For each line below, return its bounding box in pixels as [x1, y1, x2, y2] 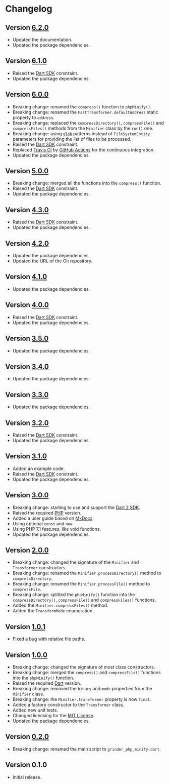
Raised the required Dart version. [12, 680, 82, 686]
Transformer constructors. [12, 565, 67, 571]
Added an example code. [12, 465, 65, 472]
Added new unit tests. [12, 707, 59, 713]
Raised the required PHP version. [12, 509, 82, 516]
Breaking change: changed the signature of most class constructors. [12, 664, 155, 670]
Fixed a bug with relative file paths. [12, 636, 86, 642]
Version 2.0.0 [5, 545, 49, 555]
